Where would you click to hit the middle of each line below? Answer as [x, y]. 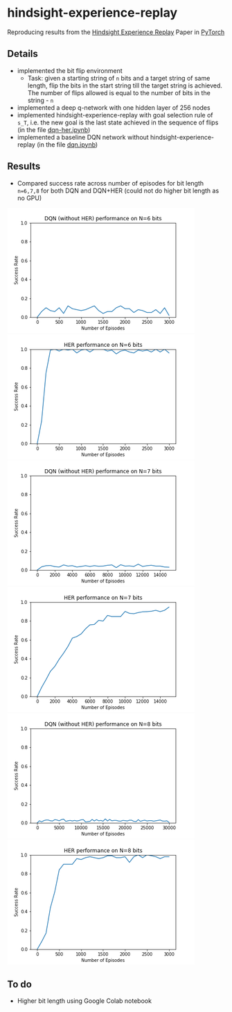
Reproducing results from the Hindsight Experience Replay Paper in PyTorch [116, 32]
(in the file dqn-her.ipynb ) [54, 129]
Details [23, 54]
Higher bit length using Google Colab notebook [84, 1001]
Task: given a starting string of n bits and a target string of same [119, 78]
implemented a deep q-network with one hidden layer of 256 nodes [114, 107]
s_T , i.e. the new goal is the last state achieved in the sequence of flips [118, 122]
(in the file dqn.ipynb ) [68, 145]
